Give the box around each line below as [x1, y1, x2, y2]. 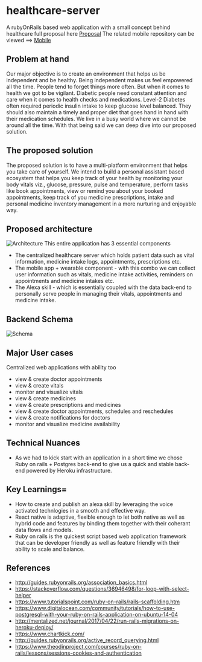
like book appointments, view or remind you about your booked [6, 187, 163, 194]
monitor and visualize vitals [14, 388, 83, 395]
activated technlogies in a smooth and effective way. [14, 507, 146, 514]
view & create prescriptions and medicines [14, 401, 121, 408]
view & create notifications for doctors [14, 414, 110, 421]
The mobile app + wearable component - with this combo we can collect [14, 264, 196, 272]
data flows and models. [14, 526, 74, 533]
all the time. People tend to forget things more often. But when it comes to [6, 83, 190, 90]
